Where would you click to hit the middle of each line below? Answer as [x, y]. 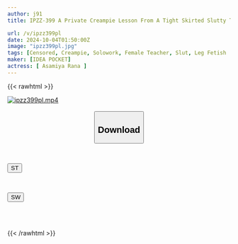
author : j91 [25, 14]
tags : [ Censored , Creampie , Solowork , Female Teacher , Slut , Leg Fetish [117, 53]
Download [119, 130]
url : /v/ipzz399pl [34, 33]
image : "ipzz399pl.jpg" [42, 47]
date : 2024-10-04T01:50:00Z [49, 40]
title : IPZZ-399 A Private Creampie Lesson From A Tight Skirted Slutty [117, 21]
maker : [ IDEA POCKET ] [39, 60]
